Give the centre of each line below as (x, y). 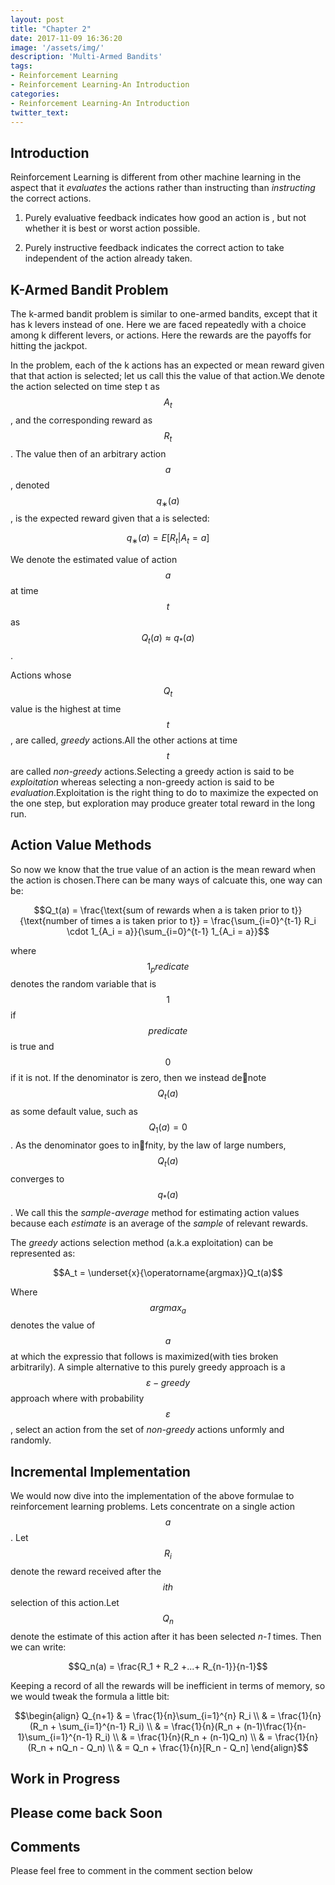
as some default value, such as (74, 1112)
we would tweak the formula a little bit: (90, 1696)
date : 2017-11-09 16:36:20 (66, 38)
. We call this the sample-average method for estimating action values (155, 1212)
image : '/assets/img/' (57, 47)
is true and (32, 1047)
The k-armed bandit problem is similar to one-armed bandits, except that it (164, 314)
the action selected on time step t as (85, 386)
